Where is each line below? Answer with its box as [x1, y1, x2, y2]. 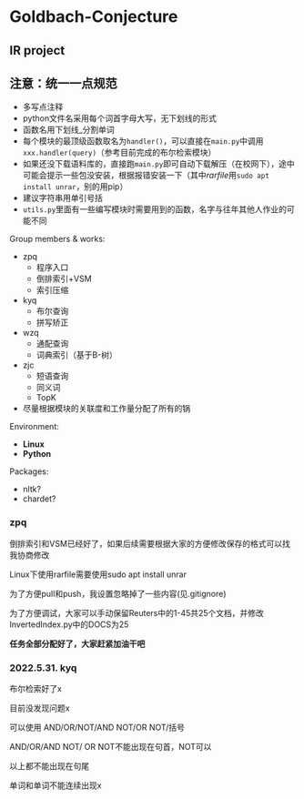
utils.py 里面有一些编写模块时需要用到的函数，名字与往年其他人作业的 [22, 204, 288, 215]
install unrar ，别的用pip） [22, 181, 128, 192]
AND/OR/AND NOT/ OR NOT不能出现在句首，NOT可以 [9, 741, 212, 752]
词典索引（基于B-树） [35, 349, 118, 360]
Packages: [9, 466, 49, 477]
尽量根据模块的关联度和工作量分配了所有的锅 [22, 403, 191, 414]
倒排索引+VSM [35, 273, 93, 284]
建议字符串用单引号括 [22, 193, 103, 204]
